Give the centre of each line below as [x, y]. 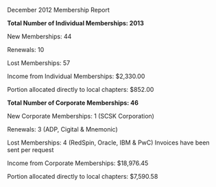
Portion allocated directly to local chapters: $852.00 [81, 89]
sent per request [31, 150]
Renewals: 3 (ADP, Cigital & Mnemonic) [62, 129]
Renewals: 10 [26, 50]
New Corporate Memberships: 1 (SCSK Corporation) [81, 116]
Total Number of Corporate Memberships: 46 [73, 103]
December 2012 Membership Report [58, 10]
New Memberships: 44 [39, 36]
